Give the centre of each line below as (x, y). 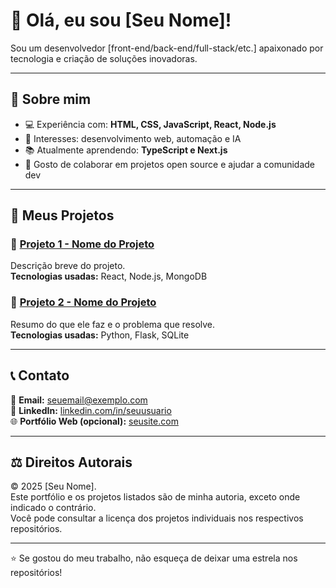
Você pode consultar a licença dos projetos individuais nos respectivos (157, 518)
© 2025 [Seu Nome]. (53, 486)
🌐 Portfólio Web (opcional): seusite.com (94, 421)
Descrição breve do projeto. (68, 266)
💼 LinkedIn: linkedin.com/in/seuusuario (91, 410)
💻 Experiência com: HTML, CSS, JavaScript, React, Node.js (150, 124)
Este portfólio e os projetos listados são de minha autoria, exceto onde (155, 497)
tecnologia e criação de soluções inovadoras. (104, 58)
